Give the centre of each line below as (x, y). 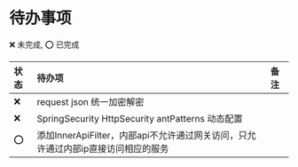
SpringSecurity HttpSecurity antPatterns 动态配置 (140, 118)
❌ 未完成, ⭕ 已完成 (44, 44)
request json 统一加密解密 (90, 101)
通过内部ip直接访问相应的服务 (107, 148)
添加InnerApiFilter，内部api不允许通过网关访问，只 (142, 135)
